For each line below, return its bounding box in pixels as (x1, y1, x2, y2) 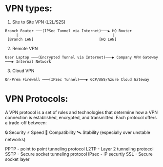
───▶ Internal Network (5, 59, 51, 64)
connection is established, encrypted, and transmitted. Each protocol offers (5, 114, 157, 120)
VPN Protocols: (5, 93, 68, 105)
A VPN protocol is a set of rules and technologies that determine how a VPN (5, 109, 158, 115)
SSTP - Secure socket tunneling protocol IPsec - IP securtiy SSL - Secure (5, 151, 153, 157)
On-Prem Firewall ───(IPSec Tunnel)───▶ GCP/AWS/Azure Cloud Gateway (5, 77, 150, 82)
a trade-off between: (5, 120, 47, 126)
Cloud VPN (12, 68, 35, 74)
